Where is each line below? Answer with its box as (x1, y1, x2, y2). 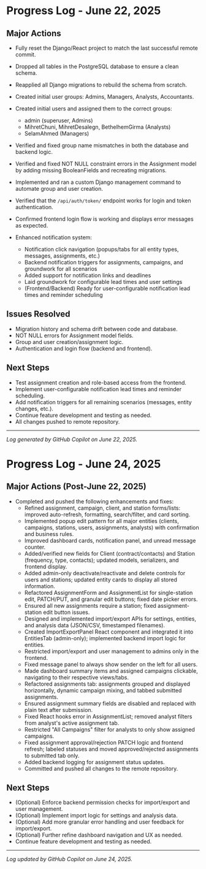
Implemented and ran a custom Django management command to (15, 178, 181, 186)
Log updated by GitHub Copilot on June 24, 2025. (6, 856, 133, 863)
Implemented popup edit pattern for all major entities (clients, (24, 517, 179, 524)
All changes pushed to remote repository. (15, 418, 120, 425)
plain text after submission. (24, 706, 93, 713)
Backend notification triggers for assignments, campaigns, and (24, 259, 183, 266)
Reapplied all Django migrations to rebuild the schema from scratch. (15, 81, 187, 88)
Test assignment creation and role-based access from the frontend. (15, 378, 187, 386)
